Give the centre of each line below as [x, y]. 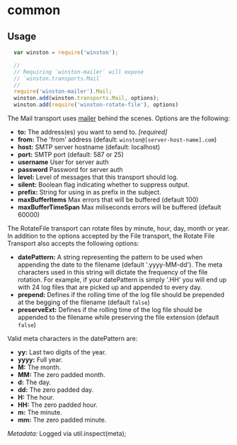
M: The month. [39, 367]
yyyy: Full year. [40, 360]
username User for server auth [63, 162]
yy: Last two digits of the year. [62, 352]
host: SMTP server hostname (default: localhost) [89, 147]
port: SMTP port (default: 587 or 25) [70, 155]
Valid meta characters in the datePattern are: [73, 339]
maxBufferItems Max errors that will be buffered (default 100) [108, 200]
